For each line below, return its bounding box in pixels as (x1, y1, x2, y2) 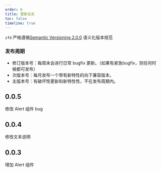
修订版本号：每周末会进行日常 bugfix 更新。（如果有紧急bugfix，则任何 (12, 60, 152, 66)
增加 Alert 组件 (5, 161, 34, 168)
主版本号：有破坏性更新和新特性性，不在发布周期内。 (12, 78, 118, 84)
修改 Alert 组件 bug (5, 106, 43, 112)
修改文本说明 (5, 134, 30, 140)
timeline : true (5, 20, 36, 26)
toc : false (5, 16, 27, 21)
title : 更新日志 (5, 12, 35, 17)
